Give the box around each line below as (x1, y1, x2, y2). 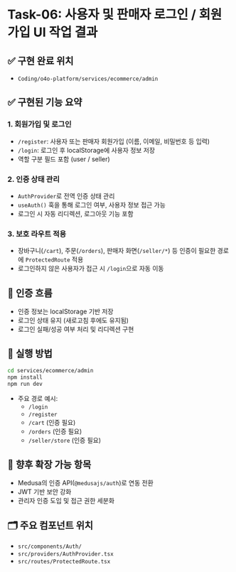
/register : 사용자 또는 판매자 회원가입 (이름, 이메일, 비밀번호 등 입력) (17, 136, 210, 146)
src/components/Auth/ (17, 543, 82, 551)
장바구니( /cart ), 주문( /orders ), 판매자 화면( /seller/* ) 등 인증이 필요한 (17, 247, 216, 255)
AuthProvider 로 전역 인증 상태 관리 (17, 191, 115, 200)
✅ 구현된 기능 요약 (7, 97, 82, 109)
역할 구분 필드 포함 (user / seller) (17, 154, 110, 163)
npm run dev (7, 380, 43, 387)
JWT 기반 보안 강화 (17, 487, 72, 496)
